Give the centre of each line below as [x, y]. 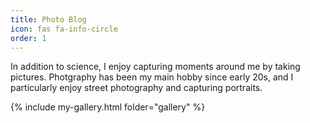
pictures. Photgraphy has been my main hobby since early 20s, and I [152, 77]
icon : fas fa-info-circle [64, 29]
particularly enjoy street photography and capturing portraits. [136, 88]
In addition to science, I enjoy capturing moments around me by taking [155, 67]
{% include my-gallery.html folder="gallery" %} [108, 107]
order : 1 [28, 38]
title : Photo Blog [48, 19]
